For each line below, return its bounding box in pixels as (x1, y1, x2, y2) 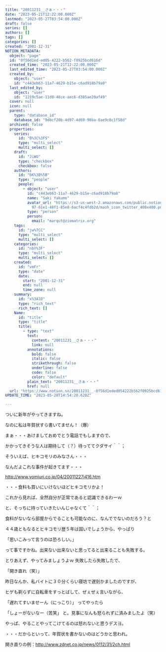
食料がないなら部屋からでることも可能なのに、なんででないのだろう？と (5, 516, 152, 522)
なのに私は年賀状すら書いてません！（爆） (5, 422, 91, 428)
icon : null (9, 104, 32, 109)
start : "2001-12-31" (23, 278, 65, 283)
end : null (23, 283, 43, 288)
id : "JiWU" (18, 154, 41, 159)
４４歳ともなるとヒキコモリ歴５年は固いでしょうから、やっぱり (5, 526, 135, 532)
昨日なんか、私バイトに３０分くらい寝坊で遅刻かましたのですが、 (5, 578, 139, 584)
